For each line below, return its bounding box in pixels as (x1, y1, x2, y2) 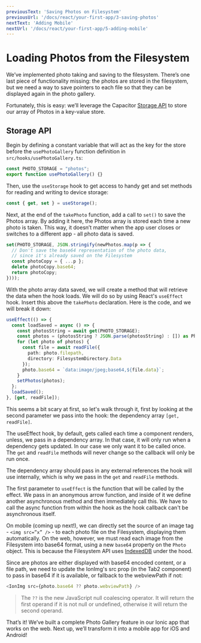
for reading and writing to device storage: (6, 188, 109, 195)
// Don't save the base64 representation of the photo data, (11, 247, 167, 253)
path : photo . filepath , (28, 350, 84, 356)
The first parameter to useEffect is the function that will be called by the (6, 485, 184, 492)
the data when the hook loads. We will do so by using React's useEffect (6, 292, 184, 300)
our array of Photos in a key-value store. (6, 108, 106, 116)
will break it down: (6, 305, 51, 312)
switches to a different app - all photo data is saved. (6, 230, 135, 237)
